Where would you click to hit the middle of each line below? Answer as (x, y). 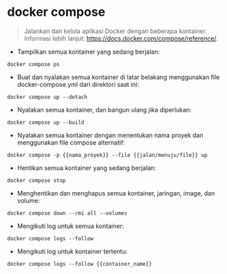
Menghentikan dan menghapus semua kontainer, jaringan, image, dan (116, 193)
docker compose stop (37, 180)
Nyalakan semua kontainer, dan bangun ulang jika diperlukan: (104, 109)
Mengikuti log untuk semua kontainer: (71, 226)
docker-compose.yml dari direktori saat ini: (78, 84)
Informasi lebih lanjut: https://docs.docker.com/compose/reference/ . (121, 38)
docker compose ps (33, 64)
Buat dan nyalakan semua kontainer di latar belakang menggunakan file (118, 77)
